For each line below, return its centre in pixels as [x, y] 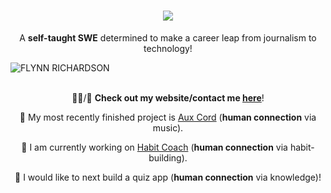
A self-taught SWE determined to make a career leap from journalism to [168, 37]
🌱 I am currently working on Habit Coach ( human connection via [154, 147]
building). [168, 157]
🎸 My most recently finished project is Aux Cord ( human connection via [168, 117]
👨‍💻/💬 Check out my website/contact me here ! [168, 97]
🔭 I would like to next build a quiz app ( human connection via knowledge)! [168, 177]
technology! [168, 48]
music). [168, 127]
